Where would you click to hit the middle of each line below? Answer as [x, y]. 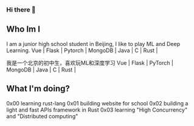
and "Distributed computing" [42, 116]
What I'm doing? [38, 89]
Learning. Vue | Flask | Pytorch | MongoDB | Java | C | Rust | [82, 50]
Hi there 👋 [21, 10]
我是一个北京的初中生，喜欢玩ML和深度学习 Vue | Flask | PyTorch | [90, 62]
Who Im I [23, 29]
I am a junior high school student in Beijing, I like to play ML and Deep [93, 44]
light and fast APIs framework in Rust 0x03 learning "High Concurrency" [97, 110]
